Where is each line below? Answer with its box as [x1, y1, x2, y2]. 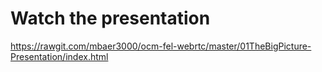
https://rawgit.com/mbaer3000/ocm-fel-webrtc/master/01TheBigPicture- [10, 40, 312, 52]
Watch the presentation [10, 7, 211, 30]
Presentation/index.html [10, 50, 109, 62]
